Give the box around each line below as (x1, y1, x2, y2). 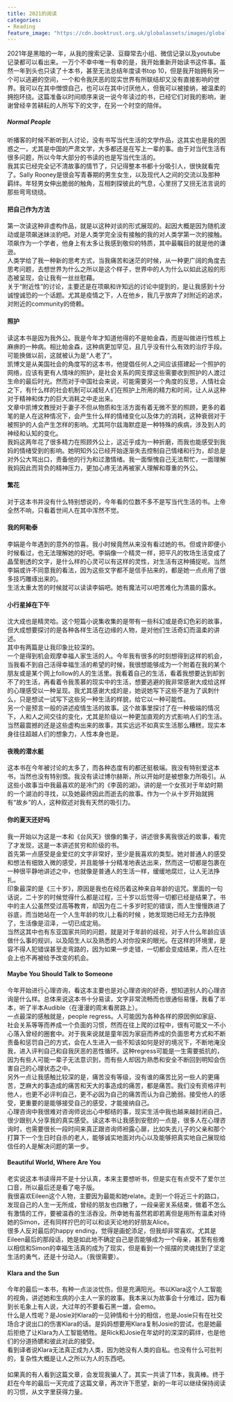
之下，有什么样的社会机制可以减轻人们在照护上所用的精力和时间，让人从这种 (7, 385, 226, 394)
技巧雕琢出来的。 (12, 575, 62, 583)
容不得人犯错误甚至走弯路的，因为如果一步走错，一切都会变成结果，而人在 (7, 945, 220, 953)
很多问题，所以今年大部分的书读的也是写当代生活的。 (7, 153, 159, 161)
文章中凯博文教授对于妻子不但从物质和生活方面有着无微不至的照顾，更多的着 (7, 403, 226, 411)
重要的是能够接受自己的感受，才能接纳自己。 (25, 1098, 153, 1107)
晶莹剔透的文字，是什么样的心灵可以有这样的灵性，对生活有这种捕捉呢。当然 (7, 557, 226, 566)
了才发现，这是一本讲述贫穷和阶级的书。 (7, 841, 123, 849)
